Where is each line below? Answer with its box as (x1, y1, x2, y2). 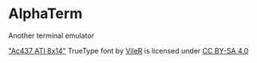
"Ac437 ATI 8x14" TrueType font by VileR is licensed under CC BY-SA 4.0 (8, 46, 249, 55)
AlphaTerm (8, 5, 83, 23)
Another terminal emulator (8, 31, 94, 40)
